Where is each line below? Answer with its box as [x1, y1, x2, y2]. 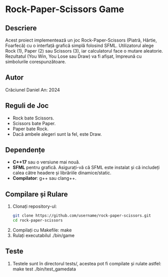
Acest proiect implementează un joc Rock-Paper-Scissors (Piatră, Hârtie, [5, 37, 157, 43]
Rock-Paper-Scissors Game [5, 4, 124, 15]
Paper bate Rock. [12, 126, 49, 132]
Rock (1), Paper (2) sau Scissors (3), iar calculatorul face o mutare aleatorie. [5, 48, 163, 54]
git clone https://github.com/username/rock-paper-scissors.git [12, 213, 151, 218]
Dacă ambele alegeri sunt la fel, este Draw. [12, 131, 102, 137]
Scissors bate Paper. [12, 120, 56, 126]
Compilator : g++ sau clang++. [12, 175, 77, 181]
